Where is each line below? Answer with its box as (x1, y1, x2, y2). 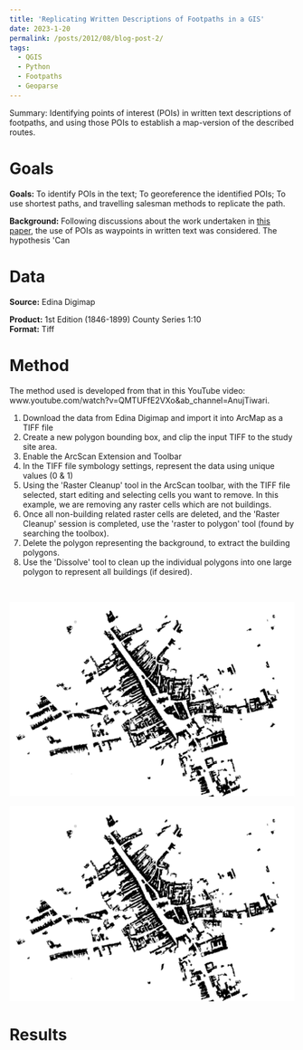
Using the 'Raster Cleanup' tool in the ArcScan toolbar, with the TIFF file (22, 480, 291, 491)
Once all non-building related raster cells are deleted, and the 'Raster (22, 508, 280, 520)
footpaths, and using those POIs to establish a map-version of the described (9, 117, 294, 128)
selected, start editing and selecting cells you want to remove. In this (22, 489, 279, 500)
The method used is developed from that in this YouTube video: (9, 385, 246, 396)
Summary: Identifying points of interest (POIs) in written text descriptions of (9, 107, 292, 118)
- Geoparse (17, 81, 59, 91)
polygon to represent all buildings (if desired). (22, 566, 193, 577)
